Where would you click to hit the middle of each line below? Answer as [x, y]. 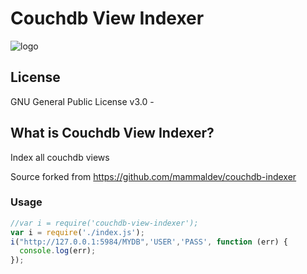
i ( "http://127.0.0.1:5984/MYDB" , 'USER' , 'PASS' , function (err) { [149, 242]
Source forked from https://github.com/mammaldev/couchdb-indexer [153, 176]
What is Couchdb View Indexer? [112, 133]
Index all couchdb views [60, 157]
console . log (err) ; [58, 251]
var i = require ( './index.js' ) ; [77, 232]
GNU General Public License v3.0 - [82, 101]
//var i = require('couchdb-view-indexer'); [104, 223]
